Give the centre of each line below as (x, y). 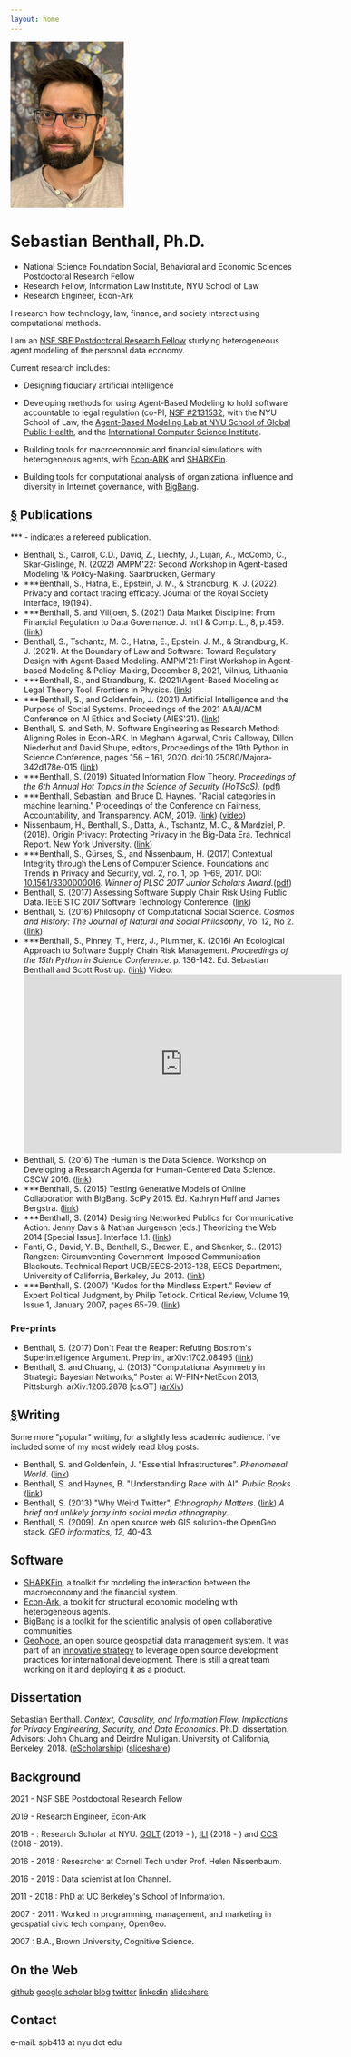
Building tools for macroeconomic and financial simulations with (142, 449)
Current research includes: (60, 367)
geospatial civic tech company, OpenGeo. (88, 1924)
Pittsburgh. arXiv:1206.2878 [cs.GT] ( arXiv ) (104, 1386)
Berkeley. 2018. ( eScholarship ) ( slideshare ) (90, 1748)
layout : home (35, 19)
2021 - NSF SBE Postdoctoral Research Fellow (97, 1799)
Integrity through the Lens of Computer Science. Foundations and (146, 863)
